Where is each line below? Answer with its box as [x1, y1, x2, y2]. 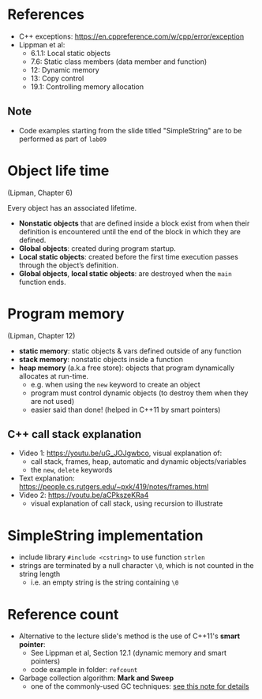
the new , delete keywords [30, 465, 113, 475]
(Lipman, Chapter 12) [7, 331, 76, 340]
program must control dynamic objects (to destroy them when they [30, 388, 249, 398]
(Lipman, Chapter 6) [7, 188, 73, 197]
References [7, 6, 84, 24]
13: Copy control [30, 73, 84, 83]
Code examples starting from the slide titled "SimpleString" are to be [18, 125, 242, 135]
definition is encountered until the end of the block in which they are [18, 226, 241, 236]
